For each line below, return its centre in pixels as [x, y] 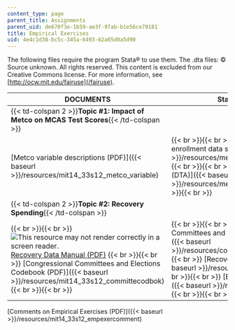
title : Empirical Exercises [48, 33]
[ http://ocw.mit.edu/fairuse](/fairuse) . [61, 82]
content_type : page [36, 14]
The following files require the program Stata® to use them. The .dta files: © [116, 60]
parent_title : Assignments [47, 20]
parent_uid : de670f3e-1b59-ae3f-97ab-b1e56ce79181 [83, 27]
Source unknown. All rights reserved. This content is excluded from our [110, 67]
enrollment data [197, 149]
